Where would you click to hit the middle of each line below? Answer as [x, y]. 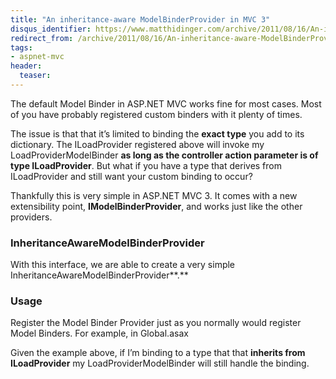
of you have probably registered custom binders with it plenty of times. [156, 114]
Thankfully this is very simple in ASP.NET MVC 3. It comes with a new [154, 195]
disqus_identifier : [51, 29]
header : [26, 66]
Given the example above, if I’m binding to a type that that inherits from [158, 353]
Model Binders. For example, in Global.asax [99, 333]
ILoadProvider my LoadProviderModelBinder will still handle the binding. [160, 363]
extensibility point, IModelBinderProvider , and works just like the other [156, 206]
